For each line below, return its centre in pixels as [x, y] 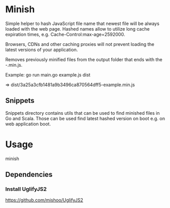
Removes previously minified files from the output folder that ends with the [84, 59]
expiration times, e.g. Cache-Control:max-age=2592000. [65, 34]
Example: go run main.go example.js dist [48, 74]
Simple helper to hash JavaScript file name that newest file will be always [82, 23]
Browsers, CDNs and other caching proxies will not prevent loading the [80, 44]
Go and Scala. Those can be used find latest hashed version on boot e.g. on [85, 118]
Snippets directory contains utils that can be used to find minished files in [82, 113]
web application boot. [28, 124]
